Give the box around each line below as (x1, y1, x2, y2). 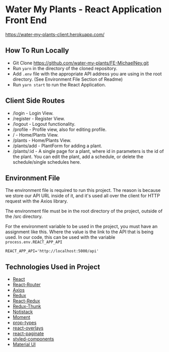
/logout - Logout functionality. (12, 121, 76, 127)
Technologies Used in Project (5, 262, 100, 271)
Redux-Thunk (12, 303, 41, 310)
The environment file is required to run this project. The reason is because (5, 187, 161, 193)
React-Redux (12, 298, 40, 304)
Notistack (12, 309, 33, 315)
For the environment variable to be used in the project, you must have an (5, 224, 158, 230)
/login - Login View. (12, 110, 54, 116)
